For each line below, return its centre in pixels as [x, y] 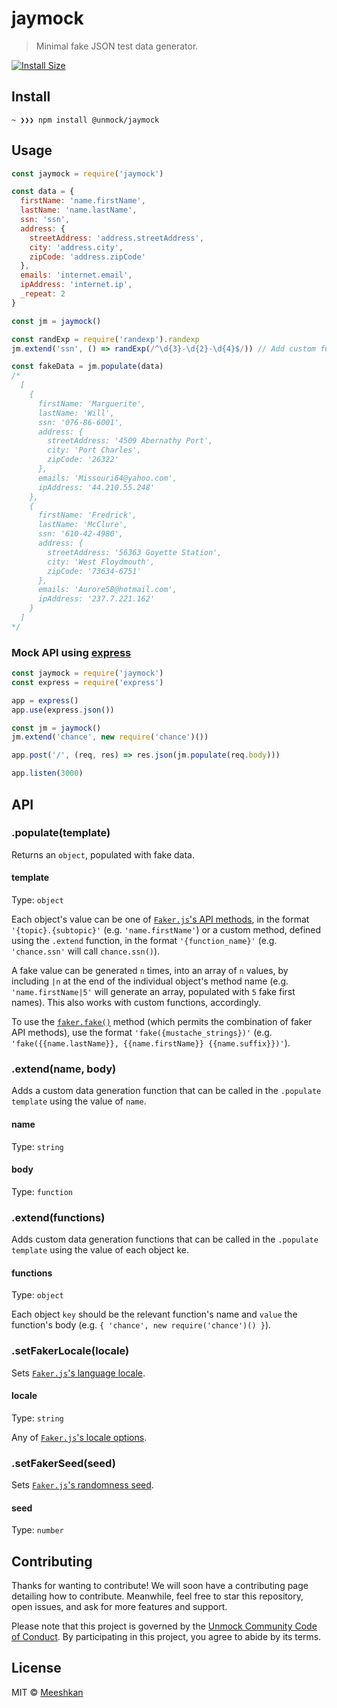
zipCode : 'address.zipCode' [87, 257]
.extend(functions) [58, 1217]
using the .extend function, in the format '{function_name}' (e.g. [144, 940]
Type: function [42, 1191]
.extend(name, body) [64, 1069]
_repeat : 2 [43, 294]
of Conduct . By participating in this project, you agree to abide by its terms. [166, 1637]
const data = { [43, 192]
